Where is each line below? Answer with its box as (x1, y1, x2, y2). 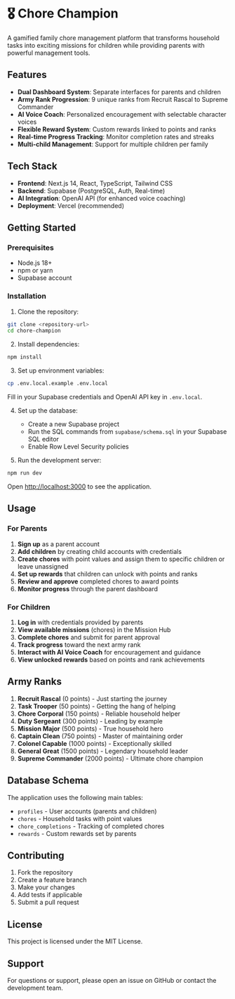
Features (7, 69, 47, 81)
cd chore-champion (7, 328, 61, 335)
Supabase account (17, 273, 72, 282)
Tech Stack (7, 160, 58, 172)
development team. (7, 984, 63, 992)
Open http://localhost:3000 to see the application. (7, 482, 152, 491)
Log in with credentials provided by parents (17, 618, 144, 626)
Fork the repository (17, 868, 74, 877)
